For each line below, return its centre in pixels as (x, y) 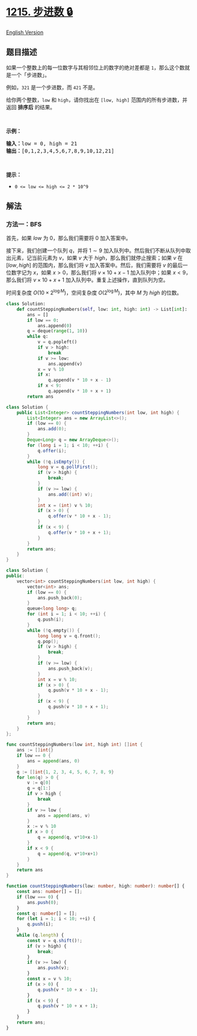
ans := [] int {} (35, 750)
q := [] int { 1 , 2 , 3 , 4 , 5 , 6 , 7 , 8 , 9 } (65, 772)
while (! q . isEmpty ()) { (56, 462)
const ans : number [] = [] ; (50, 892)
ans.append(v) (65, 364)
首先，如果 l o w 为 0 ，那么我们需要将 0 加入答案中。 (69, 238)
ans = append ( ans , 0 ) (54, 761)
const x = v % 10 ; (50, 979)
